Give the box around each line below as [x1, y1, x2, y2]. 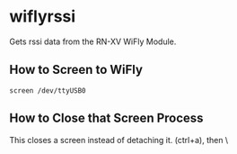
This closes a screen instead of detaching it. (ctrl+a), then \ [9, 134, 229, 145]
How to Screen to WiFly [9, 62, 144, 77]
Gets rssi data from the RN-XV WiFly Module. [9, 36, 177, 47]
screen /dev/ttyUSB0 [9, 86, 87, 95]
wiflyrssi [9, 6, 76, 27]
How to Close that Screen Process [9, 111, 204, 126]
